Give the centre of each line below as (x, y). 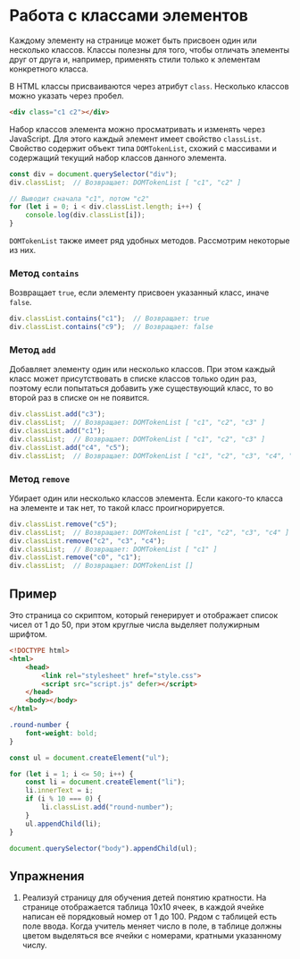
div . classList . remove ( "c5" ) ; (63, 524)
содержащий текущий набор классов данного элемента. (118, 157)
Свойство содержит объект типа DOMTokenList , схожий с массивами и (143, 148)
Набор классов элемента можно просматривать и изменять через (137, 129)
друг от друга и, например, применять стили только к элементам (135, 59)
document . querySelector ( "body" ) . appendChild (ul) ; (104, 848)
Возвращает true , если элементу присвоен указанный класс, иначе (139, 293)
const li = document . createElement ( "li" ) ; (105, 782)
